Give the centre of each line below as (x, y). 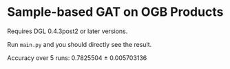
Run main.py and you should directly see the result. (80, 44)
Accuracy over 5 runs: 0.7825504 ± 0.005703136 (77, 58)
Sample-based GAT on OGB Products (115, 12)
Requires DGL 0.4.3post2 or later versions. (67, 31)
